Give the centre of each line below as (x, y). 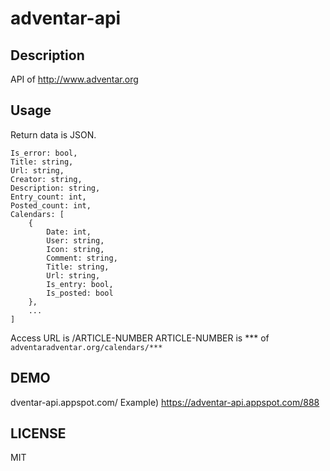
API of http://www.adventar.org (74, 79)
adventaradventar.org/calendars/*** (86, 347)
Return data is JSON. (53, 134)
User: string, (75, 240)
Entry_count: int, (48, 197)
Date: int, (69, 232)
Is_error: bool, (44, 153)
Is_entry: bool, (80, 284)
